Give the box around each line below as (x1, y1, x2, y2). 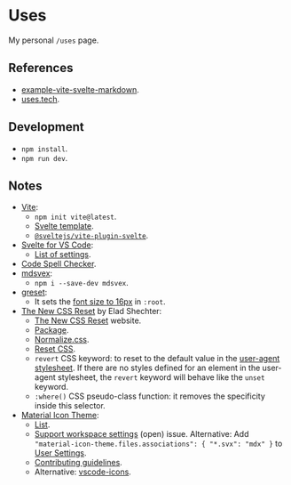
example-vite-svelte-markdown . (20, 84, 139, 94)
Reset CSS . (34, 344, 76, 354)
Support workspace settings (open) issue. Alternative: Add (34, 429, 249, 440)
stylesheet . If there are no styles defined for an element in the (34, 362, 261, 374)
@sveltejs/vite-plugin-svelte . (34, 230, 149, 241)
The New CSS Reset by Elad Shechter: (20, 306, 162, 317)
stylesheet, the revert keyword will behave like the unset (57, 372, 265, 383)
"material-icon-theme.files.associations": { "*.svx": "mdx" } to (34, 438, 283, 449)
